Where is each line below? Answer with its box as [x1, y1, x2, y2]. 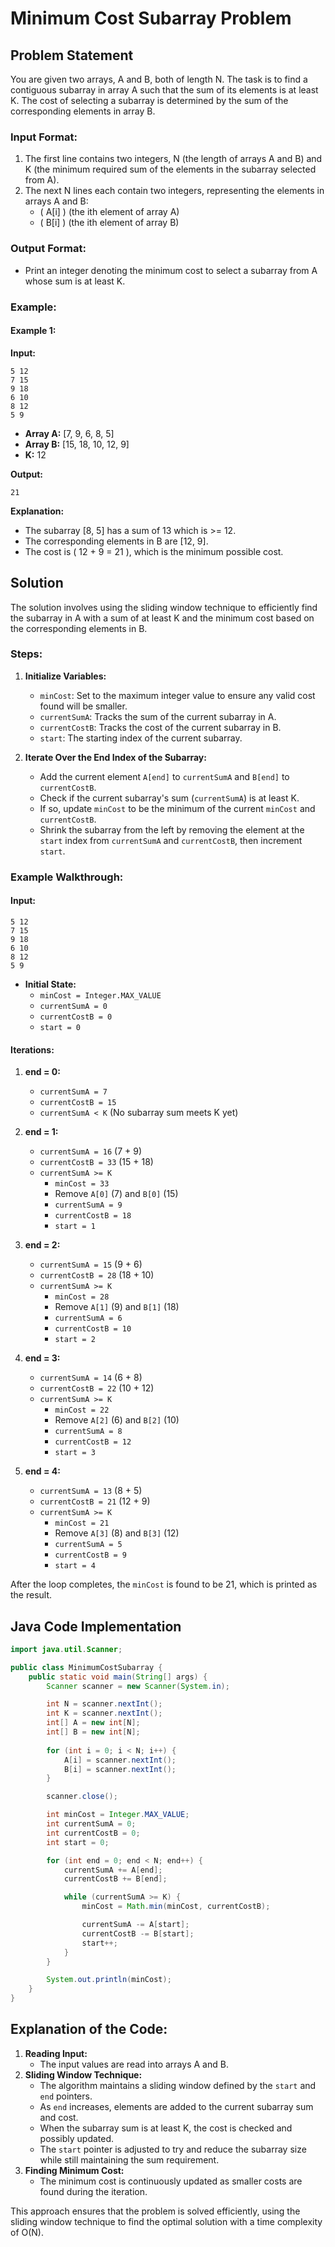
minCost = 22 [54, 1405, 110, 1416]
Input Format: [10, 130, 78, 144]
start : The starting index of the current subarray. [39, 732, 243, 744]
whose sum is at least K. [24, 275, 126, 287]
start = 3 [54, 1448, 96, 1458]
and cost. [39, 2111, 79, 2123]
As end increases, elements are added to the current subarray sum [39, 2100, 314, 2112]
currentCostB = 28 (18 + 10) [39, 1269, 155, 1281]
